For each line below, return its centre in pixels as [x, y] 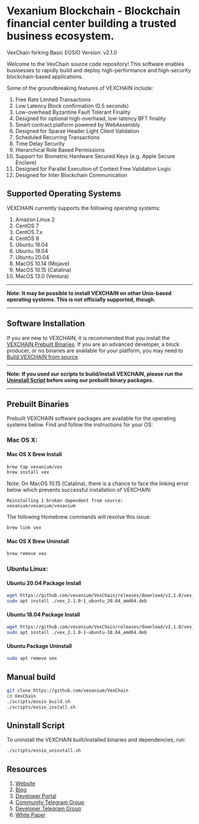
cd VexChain [21, 696]
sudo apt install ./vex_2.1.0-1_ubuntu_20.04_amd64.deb [77, 601]
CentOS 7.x [29, 232]
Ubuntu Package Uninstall [39, 646]
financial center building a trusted [92, 23]
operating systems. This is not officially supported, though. [81, 299]
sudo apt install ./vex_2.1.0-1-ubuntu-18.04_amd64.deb [77, 633]
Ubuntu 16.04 [32, 245]
